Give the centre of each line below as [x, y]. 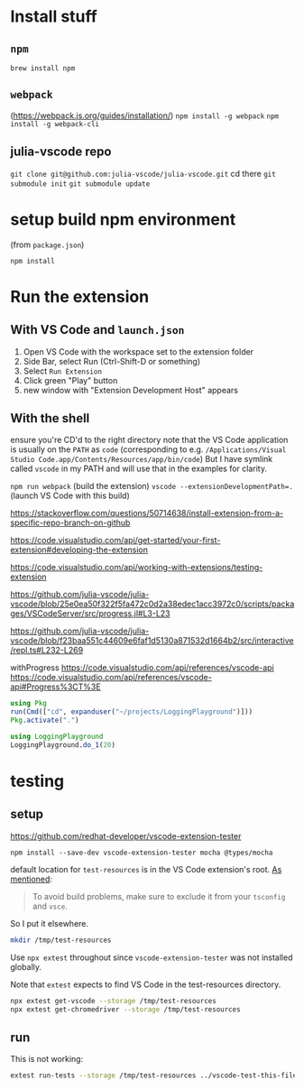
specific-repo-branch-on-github [70, 523]
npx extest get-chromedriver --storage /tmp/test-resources [126, 1009]
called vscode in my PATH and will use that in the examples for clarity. [138, 469]
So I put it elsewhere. [50, 923]
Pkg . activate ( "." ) [45, 720]
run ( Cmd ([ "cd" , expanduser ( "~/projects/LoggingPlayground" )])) [132, 712]
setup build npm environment [123, 219]
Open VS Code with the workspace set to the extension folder [138, 351]
